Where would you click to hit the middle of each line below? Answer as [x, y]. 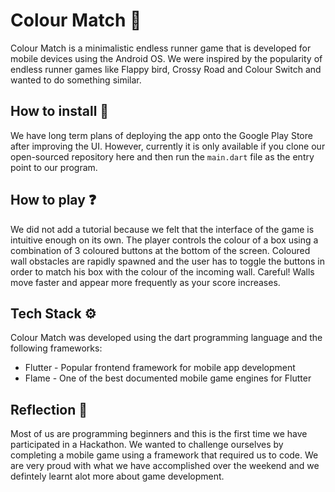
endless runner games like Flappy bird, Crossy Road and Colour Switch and [166, 69]
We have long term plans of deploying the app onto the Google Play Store [161, 135]
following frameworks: [56, 348]
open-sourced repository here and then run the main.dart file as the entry [162, 156]
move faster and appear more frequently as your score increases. [145, 282]
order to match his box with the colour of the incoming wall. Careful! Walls [162, 271]
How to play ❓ [53, 200]
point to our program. [54, 167]
